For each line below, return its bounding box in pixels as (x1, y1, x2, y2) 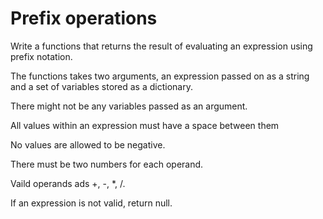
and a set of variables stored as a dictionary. (10, 80, 193, 92)
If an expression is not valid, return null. (10, 197, 173, 209)
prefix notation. (10, 50, 73, 62)
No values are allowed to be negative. (10, 138, 166, 151)
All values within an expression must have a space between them (10, 119, 280, 131)
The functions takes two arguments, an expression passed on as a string (10, 70, 310, 82)
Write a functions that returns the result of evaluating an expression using (10, 40, 313, 52)
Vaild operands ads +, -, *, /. (10, 177, 126, 189)
